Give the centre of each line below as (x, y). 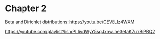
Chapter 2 (26, 9)
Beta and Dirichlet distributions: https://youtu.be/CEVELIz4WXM (70, 22)
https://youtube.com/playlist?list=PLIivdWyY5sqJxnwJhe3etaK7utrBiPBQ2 (80, 31)
